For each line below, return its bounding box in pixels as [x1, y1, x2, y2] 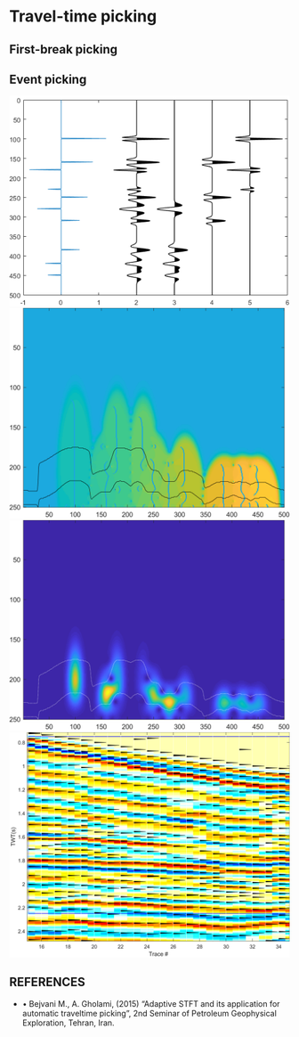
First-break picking [9, 42, 118, 57]
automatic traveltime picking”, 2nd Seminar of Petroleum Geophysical [21, 1008, 278, 1018]
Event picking [9, 71, 87, 86]
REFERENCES [9, 975, 86, 990]
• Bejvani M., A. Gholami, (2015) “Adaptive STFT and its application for [21, 998, 280, 1008]
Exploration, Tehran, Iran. [21, 1017, 115, 1028]
